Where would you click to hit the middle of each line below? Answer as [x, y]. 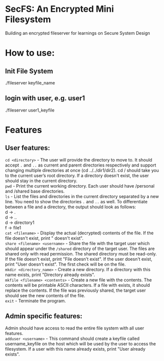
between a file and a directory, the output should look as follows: [71, 207]
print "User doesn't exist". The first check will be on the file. [66, 264]
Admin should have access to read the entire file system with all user [75, 328]
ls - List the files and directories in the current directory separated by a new [82, 196]
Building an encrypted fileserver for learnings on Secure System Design [78, 33]
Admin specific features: [44, 316]
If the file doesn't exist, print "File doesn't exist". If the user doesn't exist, [79, 259]
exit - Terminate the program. [36, 301]
